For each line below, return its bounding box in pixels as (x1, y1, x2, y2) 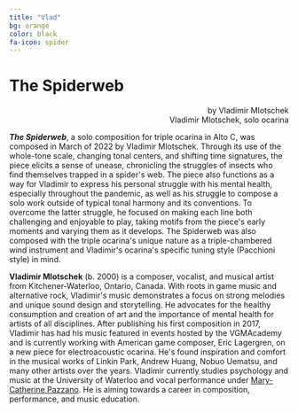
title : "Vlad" (9, 12, 62, 22)
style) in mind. (9, 254, 61, 265)
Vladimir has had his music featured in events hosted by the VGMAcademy (9, 328, 282, 339)
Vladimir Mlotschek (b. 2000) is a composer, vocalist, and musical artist (9, 271, 275, 282)
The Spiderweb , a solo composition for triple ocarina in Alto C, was (9, 132, 255, 143)
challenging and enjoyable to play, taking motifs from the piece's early (9, 216, 266, 227)
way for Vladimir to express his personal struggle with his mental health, (9, 179, 273, 190)
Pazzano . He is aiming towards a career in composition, (47, 385, 250, 395)
